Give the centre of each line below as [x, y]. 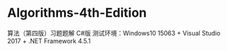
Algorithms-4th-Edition [77, 13]
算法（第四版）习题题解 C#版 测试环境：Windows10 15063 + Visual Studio [114, 33]
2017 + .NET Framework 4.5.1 [49, 41]
